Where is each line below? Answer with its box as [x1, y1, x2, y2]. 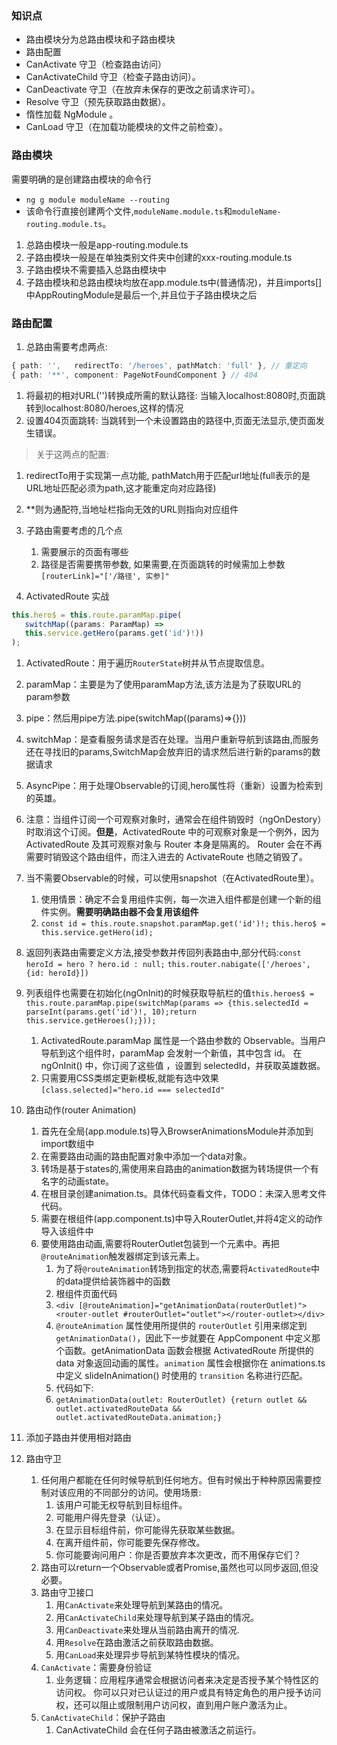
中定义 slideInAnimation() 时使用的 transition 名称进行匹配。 [55, 1370, 308, 1382]
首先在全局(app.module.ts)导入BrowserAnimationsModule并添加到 [40, 1125, 314, 1137]
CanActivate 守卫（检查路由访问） [25, 58, 167, 71]
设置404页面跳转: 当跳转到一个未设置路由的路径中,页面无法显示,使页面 [25, 414, 316, 426]
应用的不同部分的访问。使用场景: [67, 1487, 202, 1499]
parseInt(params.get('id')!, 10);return [25, 1007, 197, 1017]
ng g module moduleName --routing [25, 195, 170, 205]
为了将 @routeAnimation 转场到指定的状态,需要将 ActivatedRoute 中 [55, 1263, 321, 1275]
